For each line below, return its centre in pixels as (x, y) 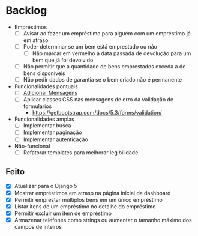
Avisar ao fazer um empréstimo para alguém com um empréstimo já (107, 33)
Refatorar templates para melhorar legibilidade (81, 152)
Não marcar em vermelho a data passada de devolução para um (112, 53)
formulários (37, 106)
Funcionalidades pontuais (46, 86)
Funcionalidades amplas (44, 119)
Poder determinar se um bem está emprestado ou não (90, 47)
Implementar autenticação (55, 139)
